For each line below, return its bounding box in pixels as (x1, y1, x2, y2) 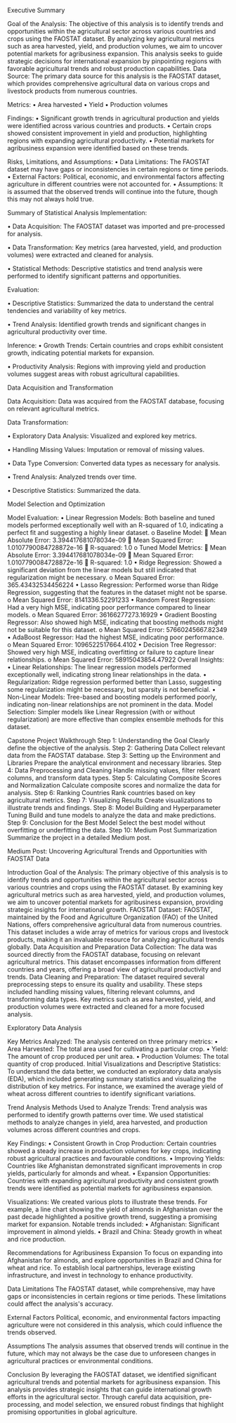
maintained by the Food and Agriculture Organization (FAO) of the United (7, 913, 218, 921)
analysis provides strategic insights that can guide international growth (7, 1385, 212, 1393)
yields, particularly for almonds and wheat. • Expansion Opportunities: (7, 1169, 211, 1177)
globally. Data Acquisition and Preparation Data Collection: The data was (7, 943, 218, 951)
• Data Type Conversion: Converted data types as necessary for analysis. (7, 459, 221, 467)
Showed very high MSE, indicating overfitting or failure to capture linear (7, 648, 214, 656)
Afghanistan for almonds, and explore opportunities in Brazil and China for (7, 1256, 222, 1264)
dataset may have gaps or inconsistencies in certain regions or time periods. (7, 165, 228, 173)
